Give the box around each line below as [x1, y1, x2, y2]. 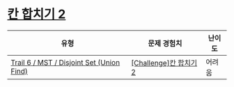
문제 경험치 [148, 38, 182, 48]
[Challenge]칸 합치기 [131, 58, 198, 68]
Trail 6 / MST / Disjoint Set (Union [10, 57, 120, 67]
